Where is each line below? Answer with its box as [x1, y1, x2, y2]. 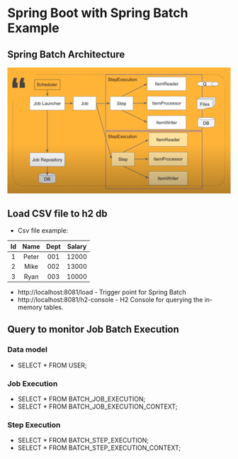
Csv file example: [17, 226, 69, 235]
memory [17, 303, 42, 311]
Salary [67, 242, 87, 250]
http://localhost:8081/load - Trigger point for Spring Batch [17, 288, 186, 297]
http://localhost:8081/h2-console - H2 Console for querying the [17, 296, 203, 304]
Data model [7, 345, 48, 355]
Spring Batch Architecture [7, 48, 125, 60]
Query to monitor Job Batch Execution [7, 323, 179, 336]
